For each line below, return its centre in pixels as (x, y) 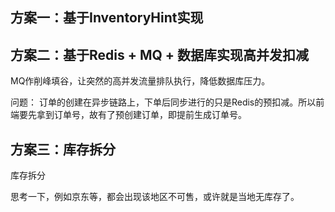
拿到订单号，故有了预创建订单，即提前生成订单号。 (141, 115)
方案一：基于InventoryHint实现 (107, 18)
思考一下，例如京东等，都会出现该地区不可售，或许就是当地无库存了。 (155, 197)
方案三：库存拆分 (63, 149)
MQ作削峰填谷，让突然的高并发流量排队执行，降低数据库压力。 (140, 81)
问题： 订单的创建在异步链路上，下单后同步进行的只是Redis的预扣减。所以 (163, 102)
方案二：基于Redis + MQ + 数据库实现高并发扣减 (160, 54)
